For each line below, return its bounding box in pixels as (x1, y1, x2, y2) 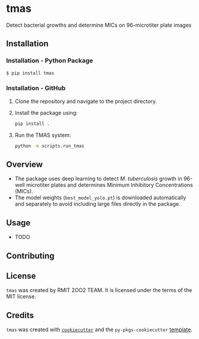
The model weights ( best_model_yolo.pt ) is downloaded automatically (14, 194, 187, 201)
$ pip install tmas (6, 70, 55, 76)
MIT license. (6, 293, 37, 300)
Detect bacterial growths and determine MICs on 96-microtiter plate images (6, 21, 192, 29)
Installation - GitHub (6, 84, 66, 92)
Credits (6, 310, 34, 320)
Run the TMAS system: (14, 131, 71, 139)
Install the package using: (14, 109, 78, 116)
